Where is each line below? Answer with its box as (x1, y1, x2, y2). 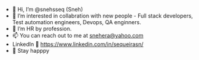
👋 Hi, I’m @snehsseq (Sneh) (12, 6, 83, 13)
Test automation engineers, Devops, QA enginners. (12, 19, 141, 25)
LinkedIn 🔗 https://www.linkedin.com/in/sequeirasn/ (12, 41, 144, 48)
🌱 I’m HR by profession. (12, 25, 72, 32)
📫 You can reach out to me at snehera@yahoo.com (12, 32, 144, 39)
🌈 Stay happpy (12, 47, 50, 54)
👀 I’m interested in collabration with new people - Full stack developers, (12, 12, 193, 19)
